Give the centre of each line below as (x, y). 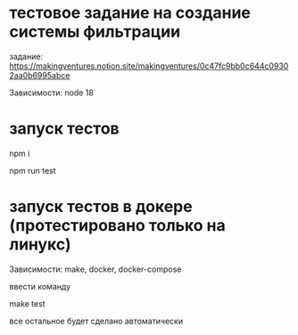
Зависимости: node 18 (51, 93)
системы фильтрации (95, 32)
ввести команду (40, 286)
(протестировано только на (117, 226)
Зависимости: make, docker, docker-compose (95, 269)
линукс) (40, 245)
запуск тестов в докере (101, 207)
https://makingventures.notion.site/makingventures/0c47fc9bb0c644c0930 (149, 66)
